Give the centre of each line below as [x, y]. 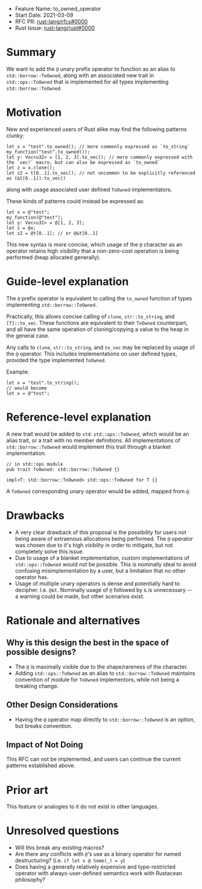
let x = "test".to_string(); [43, 383]
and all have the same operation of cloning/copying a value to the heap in [97, 329]
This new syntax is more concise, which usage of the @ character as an [94, 244]
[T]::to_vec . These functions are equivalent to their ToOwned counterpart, [97, 322]
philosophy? [30, 880]
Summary [31, 52]
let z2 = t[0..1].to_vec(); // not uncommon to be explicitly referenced [101, 173]
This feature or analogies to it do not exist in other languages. [83, 806]
